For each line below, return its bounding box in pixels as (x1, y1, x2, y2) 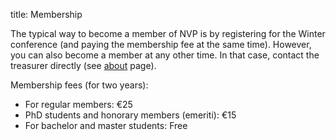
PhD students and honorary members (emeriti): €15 (24, 109, 237, 121)
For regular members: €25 (24, 99, 133, 110)
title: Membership (10, 9, 83, 20)
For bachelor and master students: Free (24, 120, 188, 131)
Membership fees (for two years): (10, 79, 149, 91)
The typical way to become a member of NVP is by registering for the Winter (10, 28, 326, 39)
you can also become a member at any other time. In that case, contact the (10, 49, 320, 61)
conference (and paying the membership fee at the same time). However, (10, 39, 312, 50)
